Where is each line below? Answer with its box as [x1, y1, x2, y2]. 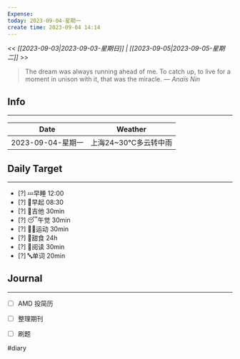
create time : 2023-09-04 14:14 [7, 24, 101, 31]
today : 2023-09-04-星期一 [7, 17, 81, 24]
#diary [7, 344, 27, 352]
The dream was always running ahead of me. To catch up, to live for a [24, 67, 231, 76]
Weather [116, 124, 146, 134]
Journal [7, 273, 43, 285]
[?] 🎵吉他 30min [17, 207, 65, 215]
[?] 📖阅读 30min [17, 243, 65, 251]
